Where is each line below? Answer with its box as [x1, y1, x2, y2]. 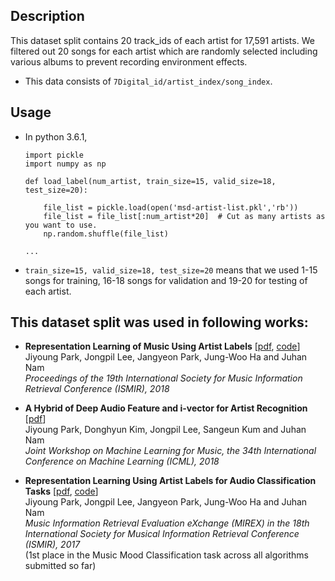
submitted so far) [24, 560, 97, 572]
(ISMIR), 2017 [24, 539, 81, 551]
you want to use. [24, 220, 98, 230]
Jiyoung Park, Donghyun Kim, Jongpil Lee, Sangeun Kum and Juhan [24, 424, 307, 436]
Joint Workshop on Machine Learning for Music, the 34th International [24, 445, 317, 457]
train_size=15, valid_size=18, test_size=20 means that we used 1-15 [24, 264, 318, 276]
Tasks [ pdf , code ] [24, 485, 99, 498]
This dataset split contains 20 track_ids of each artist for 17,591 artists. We [10, 34, 315, 46]
